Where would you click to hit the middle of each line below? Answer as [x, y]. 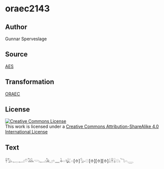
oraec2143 [28, 9]
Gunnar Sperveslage [26, 39]
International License [26, 132]
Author [16, 27]
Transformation [30, 82]
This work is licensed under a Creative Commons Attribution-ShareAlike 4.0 [82, 126]
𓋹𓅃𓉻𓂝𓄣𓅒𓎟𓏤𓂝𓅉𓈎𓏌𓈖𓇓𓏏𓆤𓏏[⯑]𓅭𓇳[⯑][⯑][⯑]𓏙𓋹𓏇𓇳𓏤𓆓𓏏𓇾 [69, 161]
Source [17, 54]
